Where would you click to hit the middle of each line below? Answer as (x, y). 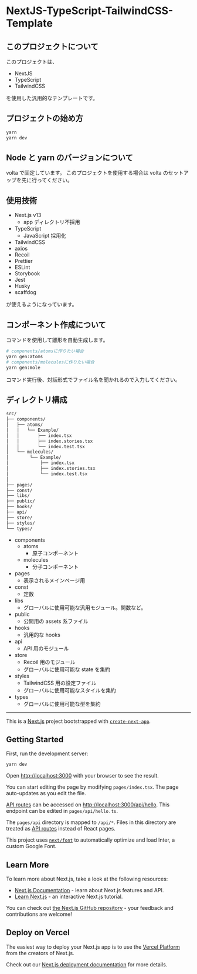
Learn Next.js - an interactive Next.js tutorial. (69, 897)
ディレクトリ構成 (37, 400)
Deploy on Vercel (38, 933)
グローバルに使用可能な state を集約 (67, 669)
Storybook (27, 273)
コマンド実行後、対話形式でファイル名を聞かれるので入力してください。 (93, 379)
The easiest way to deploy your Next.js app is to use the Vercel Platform (93, 947)
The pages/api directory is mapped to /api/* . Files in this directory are (91, 822)
